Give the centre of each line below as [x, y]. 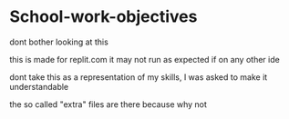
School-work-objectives [103, 17]
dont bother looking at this [59, 42]
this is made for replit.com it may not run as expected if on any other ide [144, 59]
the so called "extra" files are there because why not [108, 104]
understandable [39, 86]
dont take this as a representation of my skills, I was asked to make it [139, 77]
